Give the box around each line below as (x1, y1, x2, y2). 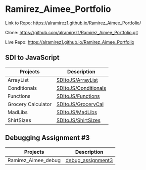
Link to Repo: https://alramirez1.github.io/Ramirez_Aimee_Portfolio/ (5, 20, 141, 26)
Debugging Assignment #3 (5, 134, 90, 142)
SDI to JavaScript (5, 54, 60, 62)
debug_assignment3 (65, 157, 113, 164)
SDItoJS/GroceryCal (56, 101, 104, 108)
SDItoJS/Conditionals (56, 84, 106, 91)
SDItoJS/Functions (56, 93, 100, 100)
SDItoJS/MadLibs (56, 109, 97, 115)
